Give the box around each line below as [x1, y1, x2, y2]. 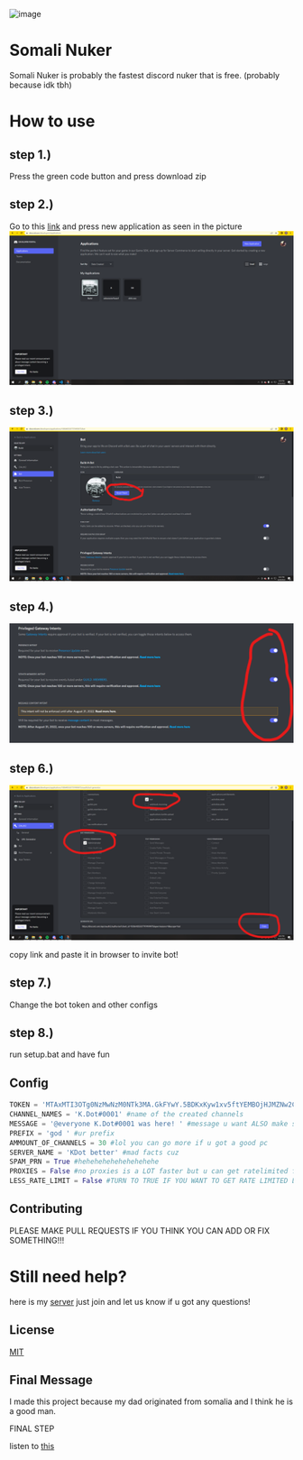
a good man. [9, 1406, 57, 1417]
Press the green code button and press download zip [9, 170, 207, 181]
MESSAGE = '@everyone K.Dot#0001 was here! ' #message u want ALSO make [9, 1119, 289, 1128]
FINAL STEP [9, 1423, 55, 1434]
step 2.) [9, 197, 54, 212]
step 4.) [9, 599, 54, 614]
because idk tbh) [9, 79, 72, 90]
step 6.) [9, 760, 54, 776]
